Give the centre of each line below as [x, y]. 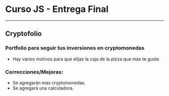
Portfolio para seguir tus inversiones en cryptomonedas [75, 48]
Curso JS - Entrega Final [57, 9]
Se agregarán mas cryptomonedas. [49, 82]
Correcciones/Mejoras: [34, 72]
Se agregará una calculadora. [43, 88]
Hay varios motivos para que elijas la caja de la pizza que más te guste [86, 59]
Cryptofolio [23, 34]
